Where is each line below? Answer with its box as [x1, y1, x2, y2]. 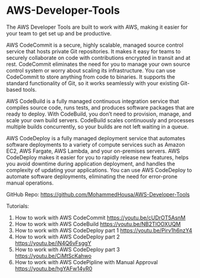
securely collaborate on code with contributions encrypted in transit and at [6, 54, 190, 61]
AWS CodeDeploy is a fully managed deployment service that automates [6, 134, 186, 141]
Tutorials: [6, 202, 29, 210]
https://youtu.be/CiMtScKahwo [14, 252, 92, 259]
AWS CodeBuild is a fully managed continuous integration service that [6, 97, 180, 105]
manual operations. [6, 179, 54, 186]
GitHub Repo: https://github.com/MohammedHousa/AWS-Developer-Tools [6, 191, 190, 198]
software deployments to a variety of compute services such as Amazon [6, 141, 186, 148]
